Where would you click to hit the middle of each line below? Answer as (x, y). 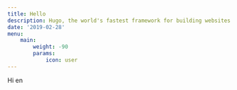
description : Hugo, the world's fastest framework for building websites (119, 21)
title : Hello (27, 14)
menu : (15, 34)
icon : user (62, 60)
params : (44, 54)
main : (28, 40)
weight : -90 (51, 47)
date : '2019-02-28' (36, 27)
